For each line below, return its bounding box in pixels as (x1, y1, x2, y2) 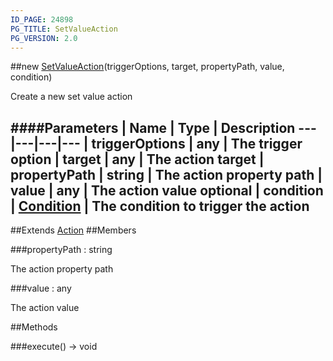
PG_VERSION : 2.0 (10, 33, 78, 43)
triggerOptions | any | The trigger (91, 135, 303, 152)
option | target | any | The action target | (10, 151, 265, 168)
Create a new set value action (10, 91, 133, 103)
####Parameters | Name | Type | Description (10, 119, 296, 136)
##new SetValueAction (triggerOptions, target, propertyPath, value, (10, 61, 285, 73)
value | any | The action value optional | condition (10, 182, 324, 199)
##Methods (10, 321, 58, 333)
